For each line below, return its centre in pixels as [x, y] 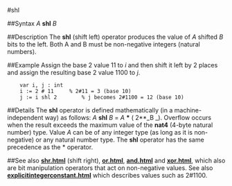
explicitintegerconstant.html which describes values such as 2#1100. [107, 175]
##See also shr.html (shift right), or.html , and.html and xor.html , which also [116, 160]
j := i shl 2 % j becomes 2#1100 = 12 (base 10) [102, 97]
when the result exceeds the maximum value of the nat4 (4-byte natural [110, 125]
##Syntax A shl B [32, 23]
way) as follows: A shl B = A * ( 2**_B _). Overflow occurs [128, 118]
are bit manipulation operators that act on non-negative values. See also [110, 168]
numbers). [22, 52]
